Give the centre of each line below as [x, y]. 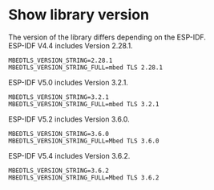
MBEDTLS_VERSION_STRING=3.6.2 [59, 171]
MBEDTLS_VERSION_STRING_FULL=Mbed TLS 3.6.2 [84, 178]
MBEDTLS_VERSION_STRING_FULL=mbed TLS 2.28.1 [85, 67]
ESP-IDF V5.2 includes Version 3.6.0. [69, 119]
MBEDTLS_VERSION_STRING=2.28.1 [61, 60]
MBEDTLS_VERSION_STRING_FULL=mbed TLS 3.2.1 [84, 104]
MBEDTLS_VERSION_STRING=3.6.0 [59, 134]
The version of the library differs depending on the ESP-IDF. [107, 37]
